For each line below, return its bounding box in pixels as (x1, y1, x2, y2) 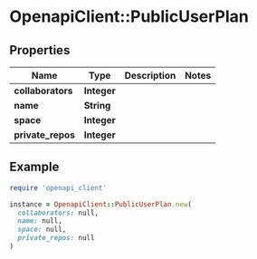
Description (124, 70, 176, 82)
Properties (9, 43, 71, 58)
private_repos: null (17, 234, 95, 243)
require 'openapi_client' (9, 183, 107, 192)
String (83, 100, 111, 111)
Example (9, 159, 60, 175)
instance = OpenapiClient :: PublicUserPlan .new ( (9, 199, 193, 209)
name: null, (17, 216, 63, 225)
